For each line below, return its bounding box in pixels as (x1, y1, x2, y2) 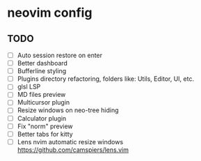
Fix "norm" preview (17, 122, 73, 130)
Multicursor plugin (17, 98, 70, 107)
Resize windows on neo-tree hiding (17, 106, 120, 114)
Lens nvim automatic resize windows (17, 137, 124, 146)
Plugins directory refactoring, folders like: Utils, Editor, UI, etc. (17, 75, 195, 83)
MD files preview (17, 91, 66, 99)
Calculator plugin (17, 114, 67, 123)
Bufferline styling (17, 67, 67, 75)
